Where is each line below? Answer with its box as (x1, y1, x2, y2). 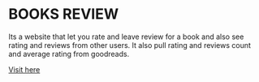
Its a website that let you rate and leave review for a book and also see (8, 32, 244, 41)
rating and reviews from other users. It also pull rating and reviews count (8, 40, 252, 50)
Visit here (8, 64, 41, 74)
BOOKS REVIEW (8, 5, 119, 24)
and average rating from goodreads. (8, 49, 130, 58)
